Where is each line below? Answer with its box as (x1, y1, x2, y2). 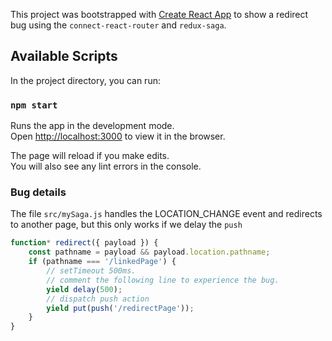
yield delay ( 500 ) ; (46, 284, 123, 294)
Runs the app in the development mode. (10, 120, 175, 132)
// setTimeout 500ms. (46, 266, 137, 276)
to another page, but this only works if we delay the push (10, 219, 243, 231)
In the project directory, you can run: (10, 74, 161, 86)
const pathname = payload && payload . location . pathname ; (28, 247, 271, 258)
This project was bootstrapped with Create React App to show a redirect (10, 9, 309, 20)
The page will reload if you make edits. (10, 150, 170, 162)
